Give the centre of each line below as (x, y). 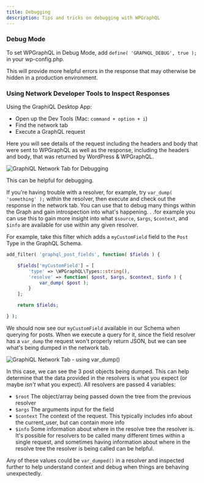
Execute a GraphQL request (50, 132)
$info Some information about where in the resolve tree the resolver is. (105, 429)
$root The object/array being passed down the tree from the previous (103, 396)
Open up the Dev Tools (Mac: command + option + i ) (81, 119)
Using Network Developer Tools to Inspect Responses (88, 93)
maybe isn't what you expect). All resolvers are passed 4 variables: (91, 384)
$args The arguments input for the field (65, 409)
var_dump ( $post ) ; (64, 283)
